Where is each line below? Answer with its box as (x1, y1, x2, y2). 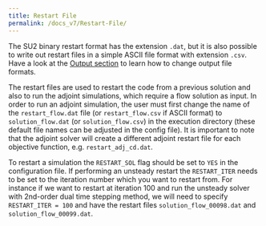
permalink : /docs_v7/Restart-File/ (8, 19, 127, 27)
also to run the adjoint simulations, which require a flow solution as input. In (8, 91, 257, 100)
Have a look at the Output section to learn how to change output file (8, 58, 232, 68)
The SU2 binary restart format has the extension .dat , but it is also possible (8, 41, 258, 50)
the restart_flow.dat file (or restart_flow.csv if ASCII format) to (8, 107, 223, 117)
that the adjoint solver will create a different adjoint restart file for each (8, 133, 241, 143)
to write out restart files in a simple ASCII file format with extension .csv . (8, 50, 247, 59)
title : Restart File (8, 11, 78, 20)
